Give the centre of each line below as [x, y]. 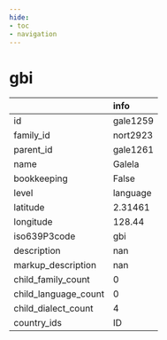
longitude [33, 222]
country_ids [38, 323]
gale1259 [133, 121]
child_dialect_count [53, 309]
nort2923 [133, 136]
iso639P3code [45, 236]
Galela [126, 164]
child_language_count [59, 294]
